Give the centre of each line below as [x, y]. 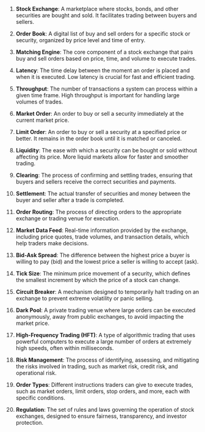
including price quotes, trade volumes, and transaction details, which [103, 237]
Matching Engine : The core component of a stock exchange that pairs [104, 52]
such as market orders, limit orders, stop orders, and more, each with [103, 391]
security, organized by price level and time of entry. [81, 40]
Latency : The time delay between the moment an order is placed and [103, 70]
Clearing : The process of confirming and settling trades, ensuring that [104, 175]
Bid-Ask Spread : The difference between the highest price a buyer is [103, 255]
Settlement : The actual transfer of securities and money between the [103, 193]
